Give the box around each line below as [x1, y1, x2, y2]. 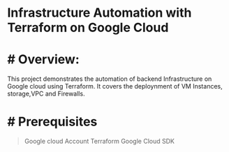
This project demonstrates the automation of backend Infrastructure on [7, 75, 212, 83]
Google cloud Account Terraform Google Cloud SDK [24, 137, 175, 146]
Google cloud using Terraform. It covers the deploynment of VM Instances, [7, 82, 223, 91]
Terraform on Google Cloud [7, 20, 169, 36]
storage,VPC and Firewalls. [7, 89, 85, 98]
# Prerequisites [7, 114, 98, 130]
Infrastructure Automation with [7, 5, 192, 21]
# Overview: [7, 52, 80, 68]
